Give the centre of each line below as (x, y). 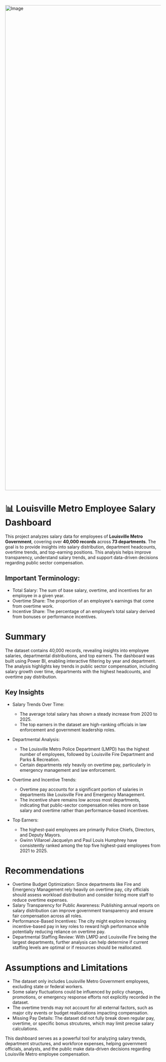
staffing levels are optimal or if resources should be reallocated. (77, 947)
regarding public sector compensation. (44, 562)
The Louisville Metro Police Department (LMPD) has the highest (84, 749)
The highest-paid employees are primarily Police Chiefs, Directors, (87, 829)
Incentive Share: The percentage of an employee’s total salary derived (83, 611)
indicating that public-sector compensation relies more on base (84, 805)
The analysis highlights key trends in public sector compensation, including (82, 666)
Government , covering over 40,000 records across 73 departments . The (81, 541)
